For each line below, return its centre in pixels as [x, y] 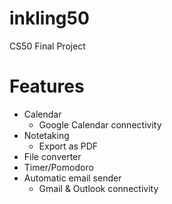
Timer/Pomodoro [58, 167]
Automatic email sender [72, 178]
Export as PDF [68, 146]
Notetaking [46, 135]
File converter [52, 156]
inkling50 [49, 18]
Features [47, 86]
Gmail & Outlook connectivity [98, 188]
